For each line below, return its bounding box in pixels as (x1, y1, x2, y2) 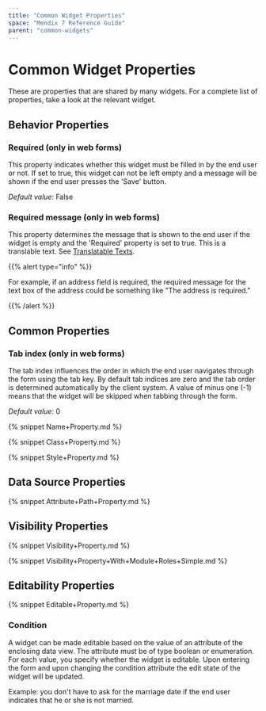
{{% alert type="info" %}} (8, 262, 93, 272)
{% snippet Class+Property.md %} (8, 437, 121, 446)
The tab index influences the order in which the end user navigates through (8, 365, 254, 375)
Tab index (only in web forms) (8, 348, 125, 359)
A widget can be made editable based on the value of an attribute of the (8, 637, 243, 647)
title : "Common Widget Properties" (8, 11, 126, 20)
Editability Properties (8, 579, 115, 592)
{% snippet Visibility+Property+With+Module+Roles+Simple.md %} (8, 556, 228, 565)
